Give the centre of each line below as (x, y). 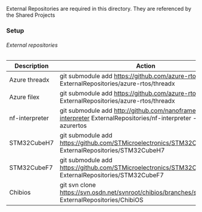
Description (32, 66)
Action (146, 66)
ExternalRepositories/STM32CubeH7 (112, 151)
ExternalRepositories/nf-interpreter (141, 118)
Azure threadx (29, 80)
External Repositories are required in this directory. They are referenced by (99, 9)
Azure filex (25, 97)
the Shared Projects (31, 15)
